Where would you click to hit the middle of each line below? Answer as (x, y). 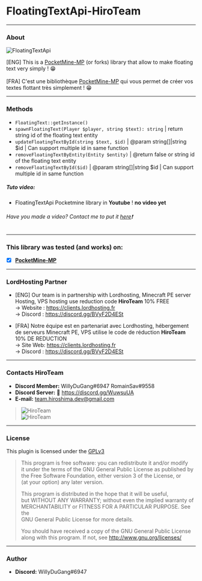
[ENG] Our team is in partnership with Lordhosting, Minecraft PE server (103, 295)
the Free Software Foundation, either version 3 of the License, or (101, 476)
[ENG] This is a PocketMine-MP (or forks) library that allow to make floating (100, 62)
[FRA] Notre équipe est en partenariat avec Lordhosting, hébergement (102, 326)
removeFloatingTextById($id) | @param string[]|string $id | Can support (104, 167)
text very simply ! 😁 (31, 69)
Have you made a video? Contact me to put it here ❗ (70, 217)
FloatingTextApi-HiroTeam (74, 11)
